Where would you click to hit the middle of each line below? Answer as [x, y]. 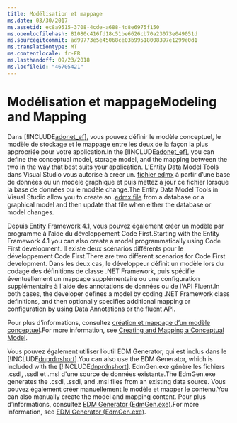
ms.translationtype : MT [42, 47]
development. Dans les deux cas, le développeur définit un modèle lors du [116, 263]
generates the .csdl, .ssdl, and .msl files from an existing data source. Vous [117, 381]
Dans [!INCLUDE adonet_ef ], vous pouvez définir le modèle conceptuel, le [114, 136]
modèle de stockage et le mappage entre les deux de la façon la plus [108, 144]
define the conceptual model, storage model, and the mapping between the [117, 159]
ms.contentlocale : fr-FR [44, 54]
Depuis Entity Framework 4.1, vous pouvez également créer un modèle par [116, 226]
